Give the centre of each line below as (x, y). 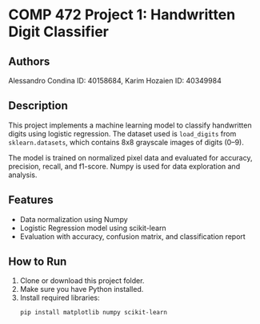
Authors (29, 61)
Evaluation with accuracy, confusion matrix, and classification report (132, 236)
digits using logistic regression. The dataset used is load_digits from (122, 133)
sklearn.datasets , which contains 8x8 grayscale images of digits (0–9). (126, 142)
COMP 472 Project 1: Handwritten (122, 15)
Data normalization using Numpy (74, 219)
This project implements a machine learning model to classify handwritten (130, 125)
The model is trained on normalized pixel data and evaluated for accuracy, (130, 157)
